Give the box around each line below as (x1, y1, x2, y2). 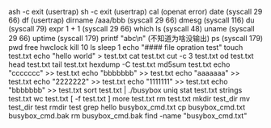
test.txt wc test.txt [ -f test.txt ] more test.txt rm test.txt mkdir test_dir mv (8, 94, 251, 103)
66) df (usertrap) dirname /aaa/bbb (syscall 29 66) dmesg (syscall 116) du (8, 15, 255, 25)
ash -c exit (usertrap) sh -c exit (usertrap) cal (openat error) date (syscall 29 (8, 7, 263, 16)
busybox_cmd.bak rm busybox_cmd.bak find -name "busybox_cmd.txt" (8, 111, 248, 120)
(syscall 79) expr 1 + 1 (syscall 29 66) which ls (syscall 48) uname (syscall (8, 24, 255, 33)
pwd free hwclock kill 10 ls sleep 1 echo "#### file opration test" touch (8, 43, 243, 52)
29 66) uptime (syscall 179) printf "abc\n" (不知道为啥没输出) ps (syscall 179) (8, 34, 264, 43)
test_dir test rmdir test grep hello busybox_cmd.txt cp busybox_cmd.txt (8, 102, 245, 112)
